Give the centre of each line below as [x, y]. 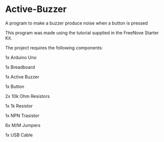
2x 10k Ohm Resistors [27, 96]
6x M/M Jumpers [23, 125]
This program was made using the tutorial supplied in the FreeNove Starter [82, 32]
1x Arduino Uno [21, 57]
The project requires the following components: [54, 47]
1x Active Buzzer [22, 76]
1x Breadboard [20, 67]
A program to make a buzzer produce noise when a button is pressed [77, 23]
